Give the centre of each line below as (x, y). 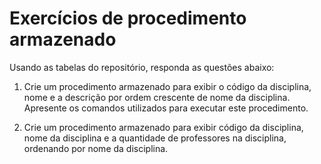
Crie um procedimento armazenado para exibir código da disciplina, (163, 127)
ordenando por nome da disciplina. (96, 148)
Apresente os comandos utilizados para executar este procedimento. (166, 108)
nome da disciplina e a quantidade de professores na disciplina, (155, 138)
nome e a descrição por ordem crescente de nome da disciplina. (157, 97)
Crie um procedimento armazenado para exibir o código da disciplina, (167, 86)
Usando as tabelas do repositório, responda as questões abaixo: (142, 67)
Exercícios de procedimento (128, 18)
